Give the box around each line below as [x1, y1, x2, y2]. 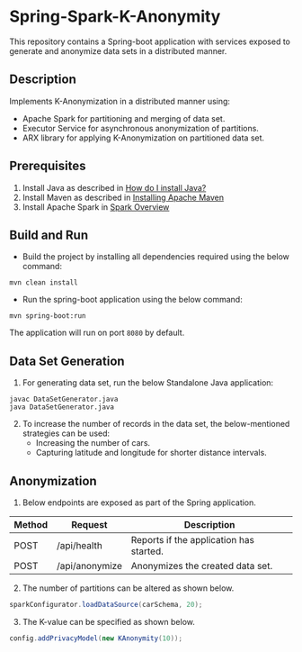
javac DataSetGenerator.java [9, 394, 119, 404]
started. [130, 545, 164, 557]
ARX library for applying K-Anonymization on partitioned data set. [22, 132, 265, 143]
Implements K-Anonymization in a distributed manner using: [9, 95, 231, 106]
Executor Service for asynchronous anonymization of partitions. [22, 122, 259, 133]
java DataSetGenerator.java [9, 403, 115, 412]
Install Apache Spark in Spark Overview [22, 201, 170, 213]
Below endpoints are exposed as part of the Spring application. [22, 497, 256, 508]
